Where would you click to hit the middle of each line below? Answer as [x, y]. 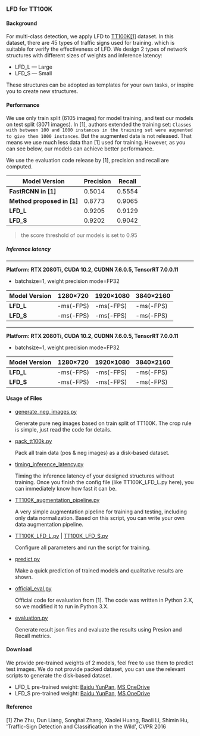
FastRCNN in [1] [33, 192]
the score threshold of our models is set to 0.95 [79, 235]
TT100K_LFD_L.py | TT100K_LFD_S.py [61, 535]
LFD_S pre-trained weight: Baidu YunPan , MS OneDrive [82, 693]
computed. [19, 167]
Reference [19, 707]
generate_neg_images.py [46, 411]
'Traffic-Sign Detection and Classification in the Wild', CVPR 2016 [86, 726]
